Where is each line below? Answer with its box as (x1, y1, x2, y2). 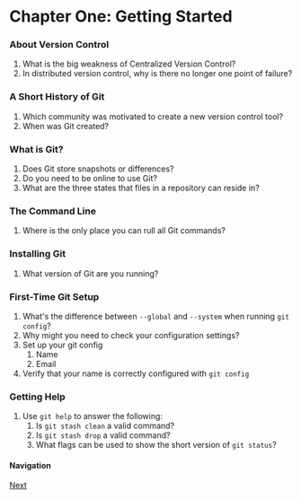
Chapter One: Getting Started (9, 6, 233, 27)
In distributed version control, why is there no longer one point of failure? (22, 68, 293, 79)
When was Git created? (22, 120, 110, 131)
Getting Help (9, 390, 66, 403)
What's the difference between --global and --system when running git (22, 311, 290, 321)
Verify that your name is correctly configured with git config (22, 368, 250, 379)
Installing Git (9, 248, 66, 260)
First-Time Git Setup (9, 290, 100, 302)
